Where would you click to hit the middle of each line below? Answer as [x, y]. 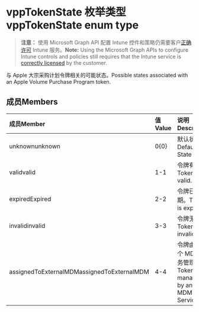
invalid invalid [27, 225]
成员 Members [32, 102]
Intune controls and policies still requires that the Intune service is [101, 56]
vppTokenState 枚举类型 [66, 12]
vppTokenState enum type [73, 25]
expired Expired [30, 198]
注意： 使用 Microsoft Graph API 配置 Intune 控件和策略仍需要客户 [101, 42]
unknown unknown [35, 146]
